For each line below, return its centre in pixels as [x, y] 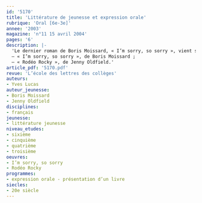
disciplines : [23, 107]
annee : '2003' [24, 29]
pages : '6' [20, 40]
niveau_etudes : [25, 129]
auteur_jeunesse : [28, 90]
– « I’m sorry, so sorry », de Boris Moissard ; [74, 56]
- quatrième [21, 146]
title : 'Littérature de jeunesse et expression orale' [76, 17]
